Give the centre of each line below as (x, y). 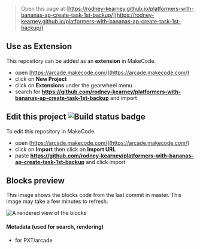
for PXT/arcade (34, 240)
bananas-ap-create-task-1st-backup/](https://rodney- (87, 15)
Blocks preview (35, 181)
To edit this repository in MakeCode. (51, 131)
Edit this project (36, 117)
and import (124, 98)
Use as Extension (39, 46)
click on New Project (41, 79)
